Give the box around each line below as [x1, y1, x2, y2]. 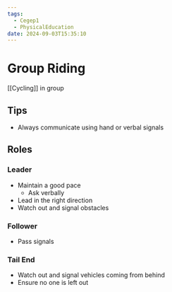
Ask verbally [27, 188, 65, 197]
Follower [7, 221, 37, 230]
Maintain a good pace [17, 181, 81, 189]
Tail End [7, 255, 35, 264]
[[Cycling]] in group [7, 84, 65, 93]
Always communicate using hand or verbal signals [17, 123, 164, 132]
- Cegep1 [13, 17, 39, 24]
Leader [7, 165, 32, 175]
